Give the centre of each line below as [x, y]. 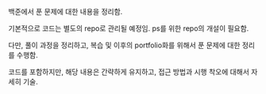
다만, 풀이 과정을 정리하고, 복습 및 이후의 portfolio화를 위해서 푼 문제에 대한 [124, 45]
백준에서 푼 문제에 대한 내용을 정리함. [66, 11]
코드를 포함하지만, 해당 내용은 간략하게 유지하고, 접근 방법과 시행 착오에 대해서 [129, 72]
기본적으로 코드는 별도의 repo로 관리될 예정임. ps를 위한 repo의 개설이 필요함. [129, 28]
